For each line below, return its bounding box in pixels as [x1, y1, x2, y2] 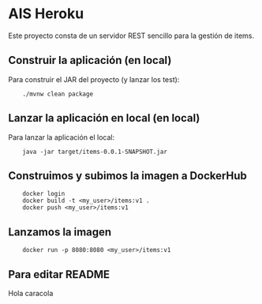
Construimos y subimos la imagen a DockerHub [8, 169, 247, 182]
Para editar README [8, 268, 110, 281]
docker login [22, 190, 65, 198]
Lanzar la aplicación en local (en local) [8, 111, 200, 125]
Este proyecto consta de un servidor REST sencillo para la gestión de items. [8, 31, 255, 40]
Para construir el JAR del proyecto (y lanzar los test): [8, 74, 180, 84]
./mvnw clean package [22, 90, 93, 98]
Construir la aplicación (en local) [8, 54, 172, 67]
